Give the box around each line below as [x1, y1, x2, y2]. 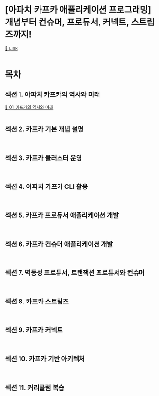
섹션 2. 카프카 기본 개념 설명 [5, 125, 84, 134]
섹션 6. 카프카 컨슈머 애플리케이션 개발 [5, 240, 113, 248]
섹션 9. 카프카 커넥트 [5, 326, 63, 334]
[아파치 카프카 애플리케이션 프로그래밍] [5, 4, 151, 16]
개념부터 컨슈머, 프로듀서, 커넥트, [5, 17, 129, 28]
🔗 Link [5, 45, 18, 51]
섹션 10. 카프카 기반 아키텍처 [5, 354, 85, 363]
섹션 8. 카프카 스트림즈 [5, 297, 69, 306]
